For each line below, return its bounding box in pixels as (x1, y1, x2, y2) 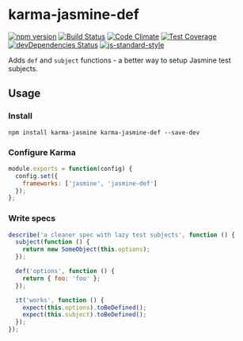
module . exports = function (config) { (8, 165, 133, 172)
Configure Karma (8, 146, 77, 157)
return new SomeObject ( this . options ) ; (22, 245, 150, 254)
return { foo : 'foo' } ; (22, 275, 101, 282)
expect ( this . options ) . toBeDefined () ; (22, 303, 147, 312)
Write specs (8, 213, 56, 224)
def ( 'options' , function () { (15, 267, 115, 275)
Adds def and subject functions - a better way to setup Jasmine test (8, 55, 231, 65)
